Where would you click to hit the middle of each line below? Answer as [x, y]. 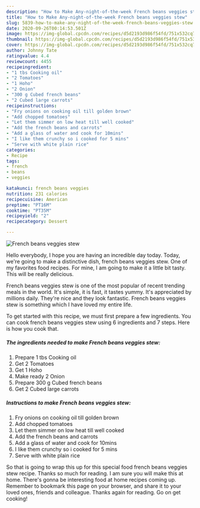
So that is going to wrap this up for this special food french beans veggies [97, 467]
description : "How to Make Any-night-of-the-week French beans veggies [97, 12]
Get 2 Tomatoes [35, 363]
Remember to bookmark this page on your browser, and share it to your [94, 486]
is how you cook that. [32, 329]
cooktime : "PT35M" [29, 211]
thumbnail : [20, 39]
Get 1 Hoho [29, 370]
